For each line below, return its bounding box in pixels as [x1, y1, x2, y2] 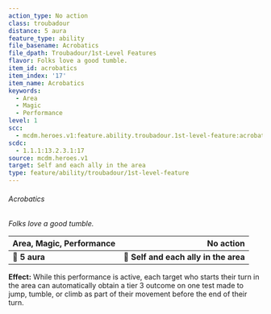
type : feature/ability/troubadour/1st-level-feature [8, 169, 190, 177]
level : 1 [8, 117, 38, 125]
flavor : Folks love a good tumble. [8, 57, 128, 65]
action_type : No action [8, 11, 89, 20]
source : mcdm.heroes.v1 [8, 154, 89, 162]
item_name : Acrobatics [8, 79, 85, 87]
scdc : [8, 138, 27, 147]
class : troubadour [8, 19, 70, 27]
